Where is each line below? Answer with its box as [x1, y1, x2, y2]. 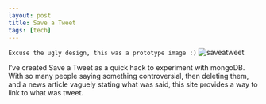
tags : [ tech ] [8, 26, 52, 34]
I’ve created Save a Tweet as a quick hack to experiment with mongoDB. [8, 63, 245, 72]
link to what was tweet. [8, 88, 84, 98]
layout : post [8, 11, 52, 20]
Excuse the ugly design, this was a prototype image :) [8, 49, 197, 58]
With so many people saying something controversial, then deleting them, [8, 72, 249, 81]
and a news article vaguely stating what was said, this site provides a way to [8, 80, 258, 89]
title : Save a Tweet [8, 19, 77, 27]
